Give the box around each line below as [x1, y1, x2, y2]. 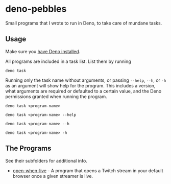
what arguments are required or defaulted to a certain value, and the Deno [5, 88, 162, 94]
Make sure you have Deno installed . [5, 48, 81, 54]
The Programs [5, 144, 52, 153]
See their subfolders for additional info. [5, 157, 88, 164]
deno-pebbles [5, 3, 67, 15]
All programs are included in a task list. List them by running [5, 58, 131, 64]
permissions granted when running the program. [5, 93, 107, 100]
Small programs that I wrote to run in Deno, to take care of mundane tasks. [5, 20, 162, 26]
